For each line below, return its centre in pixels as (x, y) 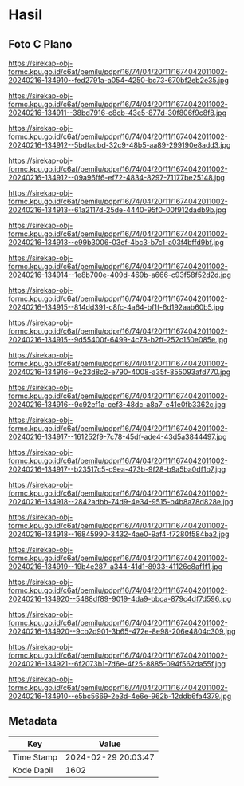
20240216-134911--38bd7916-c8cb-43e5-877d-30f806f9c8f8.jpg (118, 113)
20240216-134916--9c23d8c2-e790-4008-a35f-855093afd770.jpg (120, 372)
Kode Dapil (33, 770)
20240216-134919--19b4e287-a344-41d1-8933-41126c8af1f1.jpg (116, 567)
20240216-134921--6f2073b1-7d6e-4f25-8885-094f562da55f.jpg (117, 664)
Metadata (33, 721)
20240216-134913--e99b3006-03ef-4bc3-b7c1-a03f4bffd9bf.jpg (116, 242)
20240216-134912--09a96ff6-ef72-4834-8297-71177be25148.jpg (117, 178)
